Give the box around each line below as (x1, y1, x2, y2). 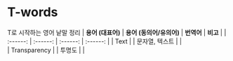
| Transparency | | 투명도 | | (7, 46, 86, 54)
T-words (7, 4, 58, 20)
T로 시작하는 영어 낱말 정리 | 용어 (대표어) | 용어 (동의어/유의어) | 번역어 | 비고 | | (7, 28, 227, 36)
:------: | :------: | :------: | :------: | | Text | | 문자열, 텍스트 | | (7, 36, 182, 46)
